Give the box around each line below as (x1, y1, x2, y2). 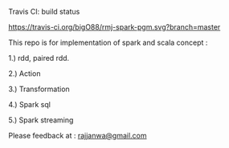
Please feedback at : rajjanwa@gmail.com (8, 131, 147, 140)
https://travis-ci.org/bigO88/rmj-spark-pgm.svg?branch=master (8, 22, 221, 31)
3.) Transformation (8, 84, 70, 94)
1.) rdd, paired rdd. (8, 54, 70, 62)
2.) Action (8, 69, 41, 78)
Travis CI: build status (8, 7, 80, 16)
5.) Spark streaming (8, 115, 74, 125)
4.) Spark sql (8, 100, 51, 109)
